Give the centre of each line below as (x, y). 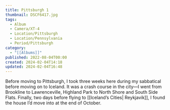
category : (16, 48)
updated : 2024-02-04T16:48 (34, 67)
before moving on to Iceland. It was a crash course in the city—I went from (83, 87)
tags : (11, 19)
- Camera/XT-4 (25, 29)
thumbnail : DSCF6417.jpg (32, 15)
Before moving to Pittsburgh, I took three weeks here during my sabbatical (83, 81)
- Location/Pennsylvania (36, 39)
